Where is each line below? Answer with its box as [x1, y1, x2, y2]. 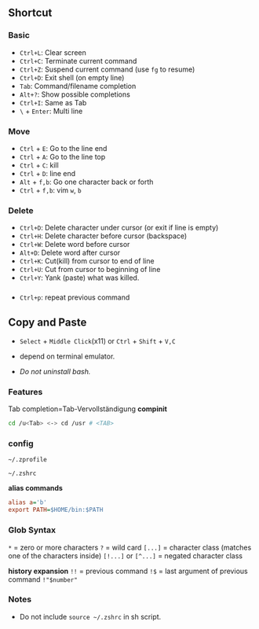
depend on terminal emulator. [19, 351, 115, 361]
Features [8, 386, 43, 397]
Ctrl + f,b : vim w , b [19, 185, 82, 195]
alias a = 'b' [8, 498, 47, 506]
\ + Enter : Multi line [19, 106, 83, 116]
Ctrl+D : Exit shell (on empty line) [19, 72, 125, 82]
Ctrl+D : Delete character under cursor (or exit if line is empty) [19, 223, 219, 233]
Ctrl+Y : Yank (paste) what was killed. [19, 273, 140, 282]
